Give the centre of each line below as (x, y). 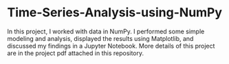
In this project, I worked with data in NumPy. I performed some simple (106, 31)
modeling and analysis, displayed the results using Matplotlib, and (100, 38)
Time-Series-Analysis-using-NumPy (115, 13)
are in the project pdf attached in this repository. (76, 53)
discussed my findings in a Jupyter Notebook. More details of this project (111, 46)
